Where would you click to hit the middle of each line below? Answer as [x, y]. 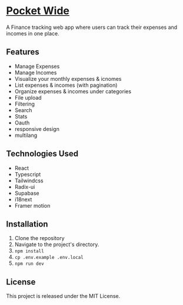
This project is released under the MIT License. [63, 296]
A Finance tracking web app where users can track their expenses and [92, 27]
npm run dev [29, 264]
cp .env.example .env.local [49, 258]
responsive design [37, 129]
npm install [29, 251]
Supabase [27, 193]
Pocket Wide [38, 11]
